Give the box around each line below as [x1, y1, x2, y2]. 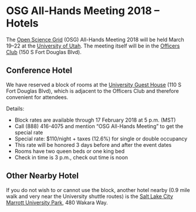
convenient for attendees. [6, 93, 69, 100]
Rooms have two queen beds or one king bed [14, 147, 125, 154]
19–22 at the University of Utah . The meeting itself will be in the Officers [6, 42, 180, 49]
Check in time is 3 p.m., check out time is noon [14, 154, 128, 161]
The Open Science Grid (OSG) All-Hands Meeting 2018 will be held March [6, 36, 185, 43]
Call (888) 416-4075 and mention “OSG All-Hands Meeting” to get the [14, 122, 184, 130]
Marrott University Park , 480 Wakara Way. [6, 198, 109, 206]
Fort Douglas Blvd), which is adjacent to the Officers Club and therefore [6, 87, 179, 95]
